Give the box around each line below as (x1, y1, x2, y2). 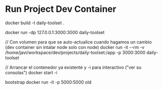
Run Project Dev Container (5, 3, 116, 15)
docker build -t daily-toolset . (5, 20, 64, 26)
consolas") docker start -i (5, 69, 58, 75)
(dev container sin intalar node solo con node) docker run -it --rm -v (5, 44, 145, 50)
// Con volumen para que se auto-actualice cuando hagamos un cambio (5, 39, 152, 45)
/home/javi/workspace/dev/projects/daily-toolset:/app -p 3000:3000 (5, 49, 146, 55)
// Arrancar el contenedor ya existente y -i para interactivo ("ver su (5, 64, 142, 70)
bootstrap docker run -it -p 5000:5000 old (5, 79, 92, 85)
